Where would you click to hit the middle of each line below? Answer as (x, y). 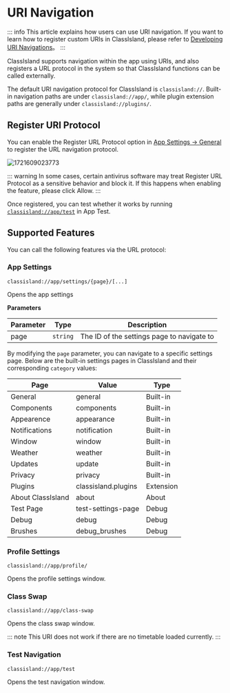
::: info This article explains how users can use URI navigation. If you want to (115, 32)
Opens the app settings (40, 294)
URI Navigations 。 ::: (36, 47)
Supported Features (51, 233)
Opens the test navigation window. (56, 682)
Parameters (24, 307)
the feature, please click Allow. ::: (54, 190)
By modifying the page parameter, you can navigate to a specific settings (110, 353)
